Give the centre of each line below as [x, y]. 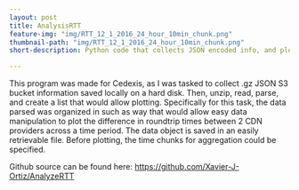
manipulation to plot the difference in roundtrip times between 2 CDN [136, 122]
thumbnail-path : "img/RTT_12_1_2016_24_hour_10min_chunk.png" [127, 42]
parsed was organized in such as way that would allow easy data [128, 112]
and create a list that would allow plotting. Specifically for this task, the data [148, 102]
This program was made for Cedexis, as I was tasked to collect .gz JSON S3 [149, 83]
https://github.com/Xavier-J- [187, 167]
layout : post [33, 17]
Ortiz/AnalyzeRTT [42, 176]
